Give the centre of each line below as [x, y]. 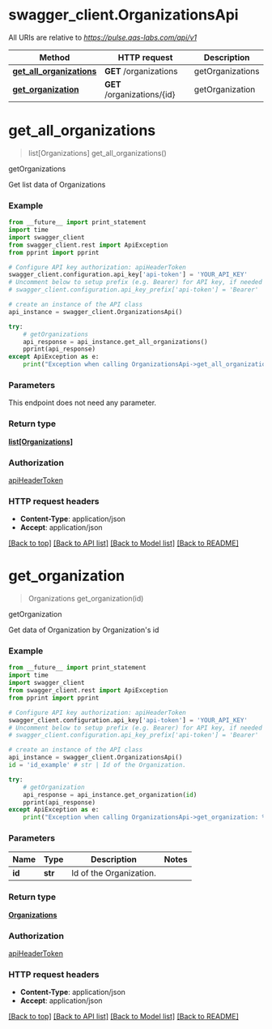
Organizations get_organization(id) [86, 599]
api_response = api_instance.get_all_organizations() [115, 342]
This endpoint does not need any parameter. [82, 403]
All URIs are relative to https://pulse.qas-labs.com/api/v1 [102, 37]
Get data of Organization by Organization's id [84, 630]
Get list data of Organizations [57, 184]
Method [55, 57]
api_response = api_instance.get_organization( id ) [110, 794]
